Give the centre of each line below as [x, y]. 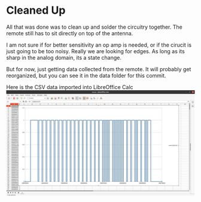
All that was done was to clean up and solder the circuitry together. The [94, 27]
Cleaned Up [36, 10]
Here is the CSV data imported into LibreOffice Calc [70, 87]
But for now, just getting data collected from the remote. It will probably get [99, 69]
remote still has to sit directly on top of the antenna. [70, 33]
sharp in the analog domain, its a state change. [64, 57]
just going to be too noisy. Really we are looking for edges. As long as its [96, 51]
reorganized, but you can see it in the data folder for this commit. [86, 75]
